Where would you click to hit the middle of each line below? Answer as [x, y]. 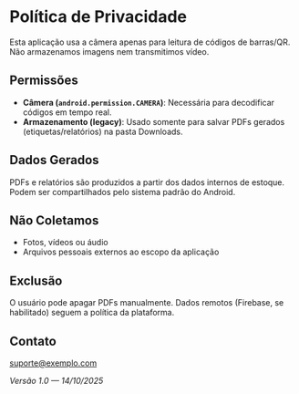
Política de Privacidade [98, 17]
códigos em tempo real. [67, 112]
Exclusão [36, 280]
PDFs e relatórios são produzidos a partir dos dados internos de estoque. [147, 182]
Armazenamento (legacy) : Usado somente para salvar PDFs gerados [154, 121]
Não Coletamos [54, 220]
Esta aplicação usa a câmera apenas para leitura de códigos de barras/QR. [150, 42]
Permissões [44, 81]
